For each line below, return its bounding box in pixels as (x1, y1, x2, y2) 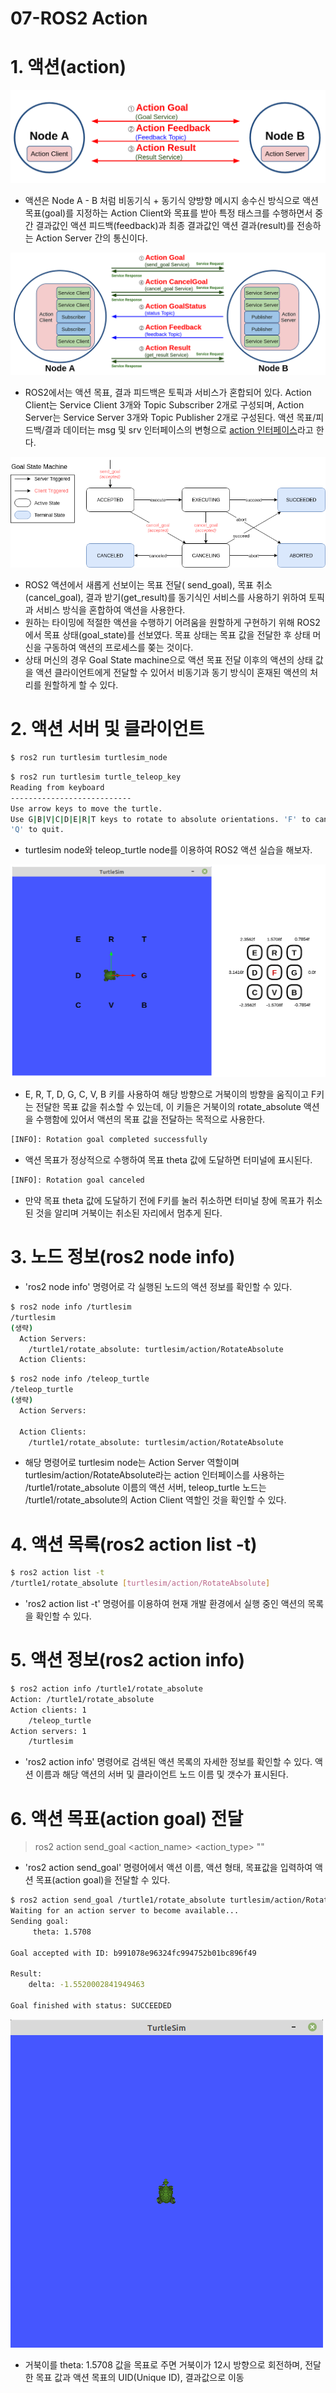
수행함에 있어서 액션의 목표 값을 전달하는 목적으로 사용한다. (35, 1113, 266, 1126)
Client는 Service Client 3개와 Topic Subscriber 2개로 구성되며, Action (24, 399, 305, 411)
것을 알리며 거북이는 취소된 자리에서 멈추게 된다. (35, 1207, 223, 1219)
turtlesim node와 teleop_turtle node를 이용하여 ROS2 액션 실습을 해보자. (24, 844, 313, 856)
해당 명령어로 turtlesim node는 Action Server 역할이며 (24, 1457, 240, 1469)
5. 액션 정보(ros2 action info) (10, 1649, 246, 1672)
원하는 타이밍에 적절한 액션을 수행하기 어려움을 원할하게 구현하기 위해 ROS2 (24, 617, 321, 629)
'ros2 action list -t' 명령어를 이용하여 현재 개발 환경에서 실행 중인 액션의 (24, 1598, 306, 1610)
